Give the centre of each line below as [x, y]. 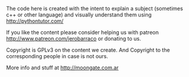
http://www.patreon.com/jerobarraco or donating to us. [74, 38]
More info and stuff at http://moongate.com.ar [62, 68]
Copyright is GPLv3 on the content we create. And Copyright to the [88, 50]
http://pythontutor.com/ [35, 21]
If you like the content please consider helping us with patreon [83, 32]
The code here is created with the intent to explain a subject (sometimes [94, 9]
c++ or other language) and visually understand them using [79, 15]
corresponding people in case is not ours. [57, 56]
